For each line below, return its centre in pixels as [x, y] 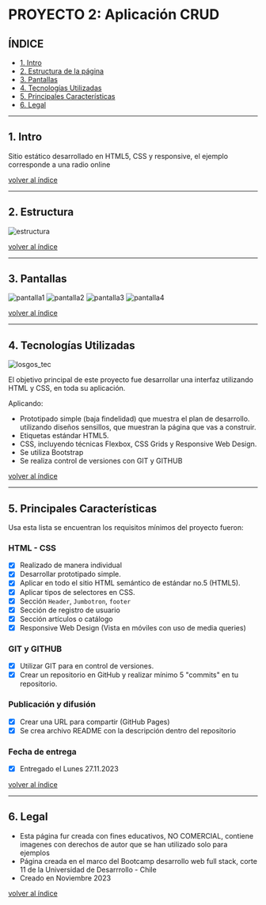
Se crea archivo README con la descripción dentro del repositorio [127, 730]
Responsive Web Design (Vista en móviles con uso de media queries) [133, 627]
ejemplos [34, 853]
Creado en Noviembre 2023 [65, 878]
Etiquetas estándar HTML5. [64, 436]
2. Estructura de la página [62, 71]
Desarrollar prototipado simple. [70, 574]
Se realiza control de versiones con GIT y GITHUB [101, 461]
